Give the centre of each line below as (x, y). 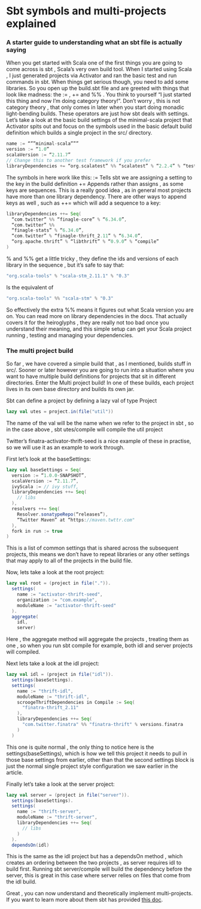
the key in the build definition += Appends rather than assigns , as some (95, 184)
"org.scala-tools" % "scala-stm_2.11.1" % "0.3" (68, 276)
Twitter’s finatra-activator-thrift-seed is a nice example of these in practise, (99, 441)
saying (16, 50)
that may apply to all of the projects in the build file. (69, 561)
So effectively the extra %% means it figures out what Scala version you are (100, 310)
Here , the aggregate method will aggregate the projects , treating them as (98, 639)
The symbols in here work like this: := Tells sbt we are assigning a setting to (99, 177)
